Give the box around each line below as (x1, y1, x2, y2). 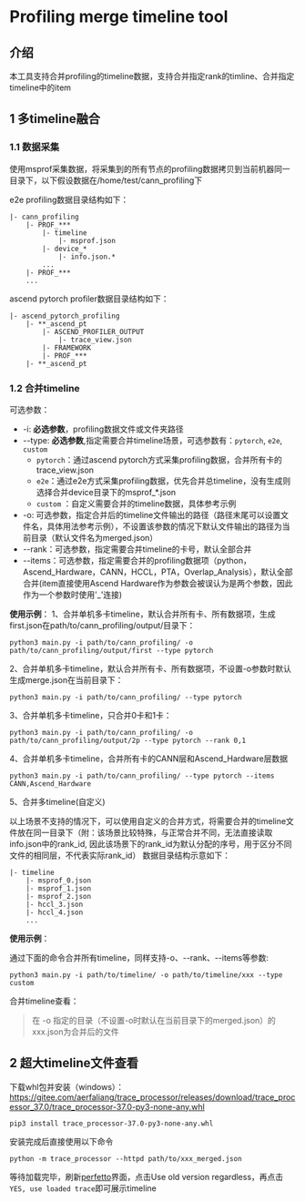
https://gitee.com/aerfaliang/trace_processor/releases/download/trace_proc (9, 1091, 296, 1103)
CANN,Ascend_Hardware (9, 779, 92, 789)
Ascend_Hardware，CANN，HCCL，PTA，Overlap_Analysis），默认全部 (22, 566, 293, 577)
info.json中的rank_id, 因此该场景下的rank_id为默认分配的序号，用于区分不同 (9, 838, 293, 849)
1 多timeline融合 (9, 111, 101, 127)
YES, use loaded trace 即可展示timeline (9, 1182, 157, 1194)
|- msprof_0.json (25, 876, 92, 885)
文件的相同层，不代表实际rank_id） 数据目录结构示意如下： (9, 850, 230, 861)
